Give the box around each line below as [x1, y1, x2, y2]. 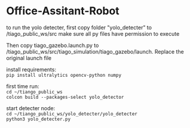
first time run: [6, 82, 39, 90]
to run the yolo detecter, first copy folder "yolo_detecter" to [6, 24, 152, 31]
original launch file [6, 54, 52, 61]
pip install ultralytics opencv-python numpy [6, 72, 121, 78]
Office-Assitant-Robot [6, 4, 119, 18]
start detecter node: [6, 104, 56, 111]
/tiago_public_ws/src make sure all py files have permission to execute [6, 30, 180, 37]
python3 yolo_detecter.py [6, 116, 71, 122]
